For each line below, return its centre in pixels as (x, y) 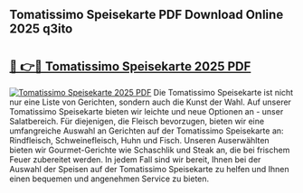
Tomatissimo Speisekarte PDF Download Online (147, 15)
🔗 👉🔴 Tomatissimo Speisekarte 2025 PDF (130, 66)
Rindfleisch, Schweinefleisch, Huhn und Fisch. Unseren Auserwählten (139, 140)
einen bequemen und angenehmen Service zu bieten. (109, 179)
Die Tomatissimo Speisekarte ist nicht (223, 92)
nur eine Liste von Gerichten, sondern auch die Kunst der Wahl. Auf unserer (151, 102)
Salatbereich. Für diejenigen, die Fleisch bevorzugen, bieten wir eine (137, 121)
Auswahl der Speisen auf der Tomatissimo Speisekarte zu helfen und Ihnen (149, 169)
